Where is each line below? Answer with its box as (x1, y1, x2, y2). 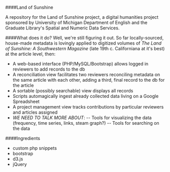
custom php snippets (12, 145, 57, 151)
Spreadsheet (12, 98, 40, 105)
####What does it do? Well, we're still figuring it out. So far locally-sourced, (5, 35, 164, 41)
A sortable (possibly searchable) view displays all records (12, 88, 133, 93)
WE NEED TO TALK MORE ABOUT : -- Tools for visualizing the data (12, 115, 152, 121)
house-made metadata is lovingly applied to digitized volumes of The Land (5, 40, 162, 46)
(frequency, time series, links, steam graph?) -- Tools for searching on (12, 120, 160, 126)
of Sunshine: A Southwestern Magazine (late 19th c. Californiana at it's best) (5, 46, 165, 51)
